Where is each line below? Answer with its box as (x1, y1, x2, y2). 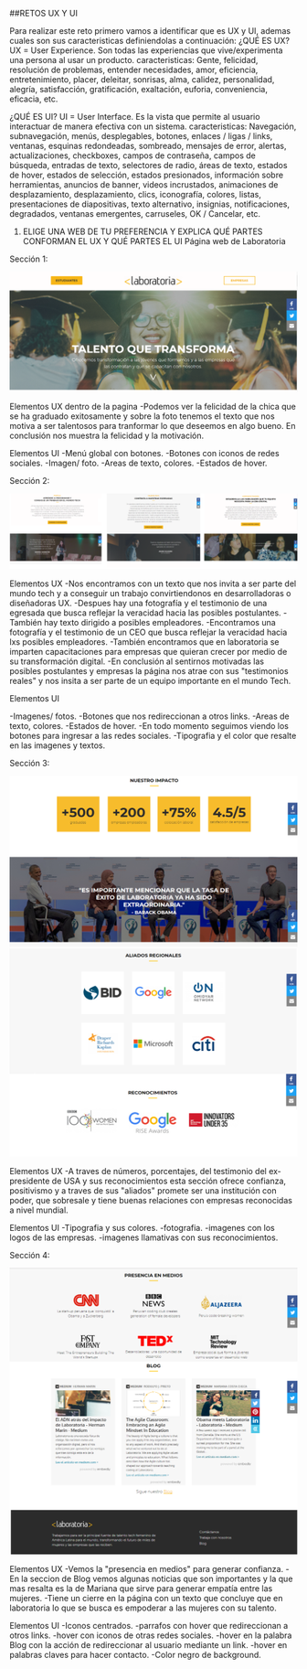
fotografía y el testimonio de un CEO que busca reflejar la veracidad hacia (9, 626, 288, 638)
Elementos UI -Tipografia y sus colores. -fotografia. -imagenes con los (9, 1222, 276, 1233)
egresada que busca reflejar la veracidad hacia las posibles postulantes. (9, 607, 281, 618)
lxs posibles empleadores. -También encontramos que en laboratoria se (9, 637, 280, 647)
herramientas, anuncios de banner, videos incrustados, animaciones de (9, 179, 279, 190)
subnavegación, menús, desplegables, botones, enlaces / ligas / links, (9, 131, 273, 141)
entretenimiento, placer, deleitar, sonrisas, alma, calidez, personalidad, (9, 74, 275, 85)
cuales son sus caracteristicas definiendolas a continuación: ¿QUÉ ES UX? (9, 36, 291, 46)
